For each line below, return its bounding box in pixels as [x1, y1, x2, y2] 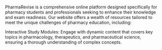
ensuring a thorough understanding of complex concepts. [5, 39, 122, 45]
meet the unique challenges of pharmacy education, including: [5, 19, 132, 25]
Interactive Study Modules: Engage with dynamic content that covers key [5, 29, 153, 34]
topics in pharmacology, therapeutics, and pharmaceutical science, [5, 34, 141, 40]
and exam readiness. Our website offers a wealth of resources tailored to [5, 15, 153, 20]
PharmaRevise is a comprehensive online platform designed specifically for [5, 4, 158, 10]
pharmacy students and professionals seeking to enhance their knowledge [5, 9, 156, 15]
